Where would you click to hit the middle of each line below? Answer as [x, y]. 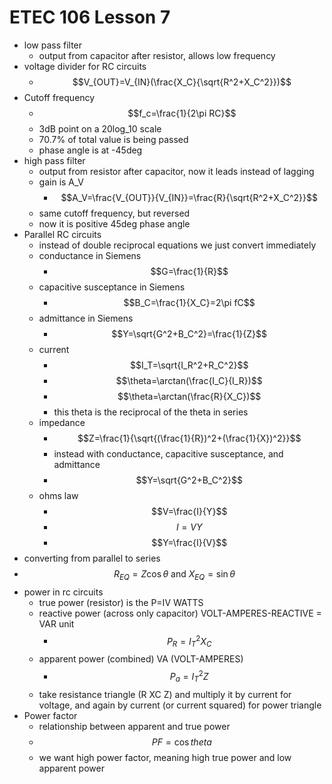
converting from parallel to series [92, 558]
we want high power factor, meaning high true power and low [165, 757]
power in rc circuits [63, 592]
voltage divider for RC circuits [85, 66]
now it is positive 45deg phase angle [114, 223]
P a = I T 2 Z [189, 677]
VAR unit [56, 623]
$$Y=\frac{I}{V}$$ [189, 542]
